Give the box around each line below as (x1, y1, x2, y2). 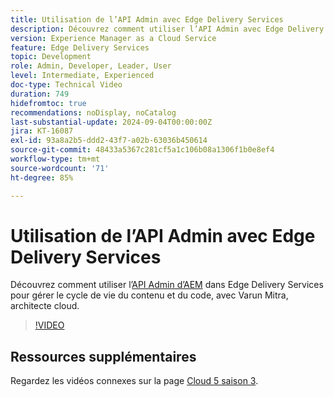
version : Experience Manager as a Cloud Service (10, 33, 217, 43)
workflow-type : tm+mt (10, 154, 101, 164)
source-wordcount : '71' (10, 163, 110, 173)
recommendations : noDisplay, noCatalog (10, 107, 177, 118)
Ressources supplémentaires (10, 348, 197, 365)
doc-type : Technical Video (10, 80, 123, 90)
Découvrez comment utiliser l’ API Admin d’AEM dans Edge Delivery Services (10, 279, 324, 291)
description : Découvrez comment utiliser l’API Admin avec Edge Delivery (10, 24, 325, 34)
